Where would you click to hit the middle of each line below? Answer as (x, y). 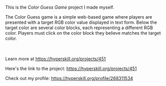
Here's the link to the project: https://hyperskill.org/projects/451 (71, 68)
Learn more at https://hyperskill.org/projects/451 (56, 59)
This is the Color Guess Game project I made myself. (60, 7)
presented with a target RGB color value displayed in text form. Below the (81, 22)
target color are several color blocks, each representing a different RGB (79, 28)
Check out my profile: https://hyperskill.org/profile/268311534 (69, 78)
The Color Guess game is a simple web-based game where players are (79, 17)
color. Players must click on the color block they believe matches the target (83, 33)
